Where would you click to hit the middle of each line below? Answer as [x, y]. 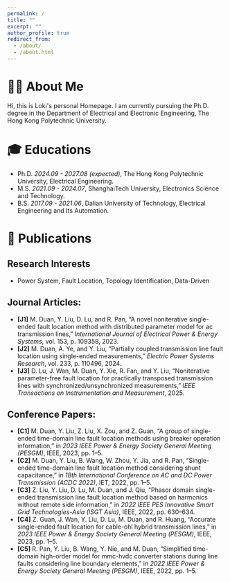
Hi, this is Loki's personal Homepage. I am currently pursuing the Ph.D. [108, 105]
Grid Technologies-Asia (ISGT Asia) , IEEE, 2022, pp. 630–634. [106, 512]
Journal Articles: [44, 302]
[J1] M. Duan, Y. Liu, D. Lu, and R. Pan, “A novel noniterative [103, 319]
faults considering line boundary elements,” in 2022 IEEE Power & [111, 564]
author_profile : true [38, 33]
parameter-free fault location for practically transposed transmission [115, 378]
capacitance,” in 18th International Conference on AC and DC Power [115, 475]
